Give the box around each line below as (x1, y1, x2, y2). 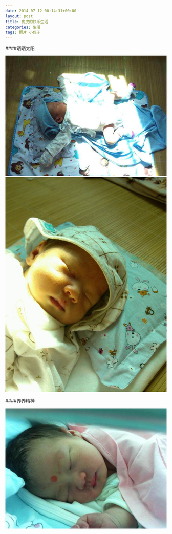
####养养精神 (5, 397, 35, 404)
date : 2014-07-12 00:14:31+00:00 (5, 8, 77, 13)
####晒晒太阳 (5, 45, 35, 51)
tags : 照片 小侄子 (5, 30, 41, 35)
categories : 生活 (5, 25, 41, 30)
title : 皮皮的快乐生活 (5, 19, 49, 24)
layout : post (5, 13, 33, 19)
